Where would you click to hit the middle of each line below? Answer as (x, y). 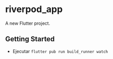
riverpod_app (34, 9)
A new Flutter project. (28, 23)
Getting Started (30, 39)
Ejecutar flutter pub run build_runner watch (60, 51)
